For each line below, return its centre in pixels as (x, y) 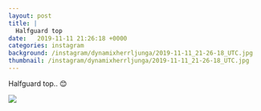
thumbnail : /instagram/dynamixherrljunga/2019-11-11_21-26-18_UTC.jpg (129, 61)
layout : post (30, 16)
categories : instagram (46, 46)
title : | (23, 23)
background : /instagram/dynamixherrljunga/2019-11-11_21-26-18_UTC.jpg (130, 53)
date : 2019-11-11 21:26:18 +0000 (68, 38)
